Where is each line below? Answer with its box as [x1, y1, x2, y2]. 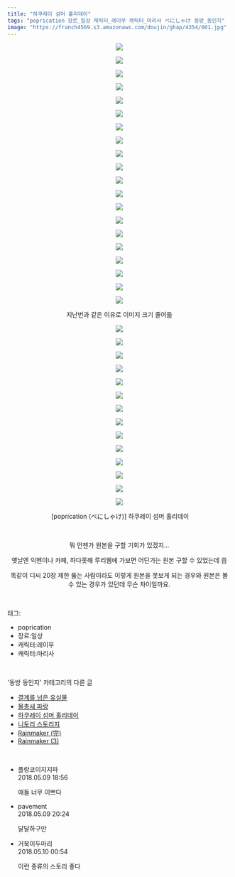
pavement [17, 802, 48, 811]
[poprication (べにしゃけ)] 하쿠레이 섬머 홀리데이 [50, 512, 190, 521]
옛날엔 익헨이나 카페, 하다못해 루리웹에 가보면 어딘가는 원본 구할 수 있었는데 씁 [11, 556, 227, 565]
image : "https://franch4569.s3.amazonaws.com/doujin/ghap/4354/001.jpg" [7, 23, 227, 31]
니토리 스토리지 [17, 720, 60, 728]
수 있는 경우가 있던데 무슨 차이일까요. [68, 580, 170, 588]
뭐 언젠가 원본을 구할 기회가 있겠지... [69, 541, 170, 549]
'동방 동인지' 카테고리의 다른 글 [7, 678, 93, 687]
